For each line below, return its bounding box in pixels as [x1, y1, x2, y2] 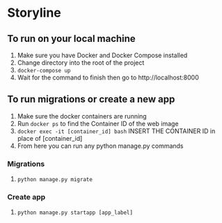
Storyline [7, 5, 61, 21]
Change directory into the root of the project [17, 59, 145, 67]
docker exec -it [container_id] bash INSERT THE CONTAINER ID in [17, 127, 216, 135]
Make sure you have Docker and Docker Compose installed [17, 51, 188, 59]
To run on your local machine [7, 33, 136, 45]
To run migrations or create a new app [7, 93, 175, 105]
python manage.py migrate [17, 176, 93, 183]
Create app [7, 192, 46, 202]
